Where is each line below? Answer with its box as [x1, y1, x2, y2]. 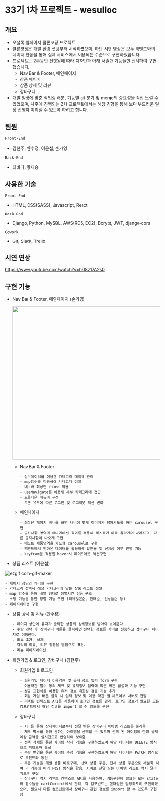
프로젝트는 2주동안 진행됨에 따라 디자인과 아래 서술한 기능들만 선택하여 [12, 58, 148, 64]
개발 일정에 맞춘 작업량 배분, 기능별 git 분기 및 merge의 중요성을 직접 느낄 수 [12, 95, 159, 101]
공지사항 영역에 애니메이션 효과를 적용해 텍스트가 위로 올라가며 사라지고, [24, 531, 152, 535]
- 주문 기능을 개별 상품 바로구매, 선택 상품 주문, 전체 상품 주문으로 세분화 [19, 761, 154, 766]
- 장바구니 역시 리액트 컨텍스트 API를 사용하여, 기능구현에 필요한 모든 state [19, 776, 158, 781]
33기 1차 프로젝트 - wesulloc [5, 4, 117, 16]
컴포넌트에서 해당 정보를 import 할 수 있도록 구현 [19, 704, 109, 709]
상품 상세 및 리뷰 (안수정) [12, 611, 60, 617]
